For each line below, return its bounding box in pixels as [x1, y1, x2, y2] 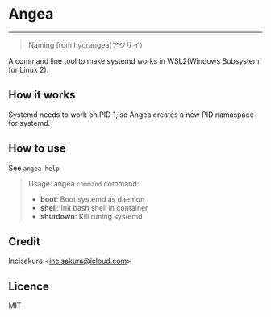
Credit [8, 235, 40, 248]
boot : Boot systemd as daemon [40, 194, 145, 204]
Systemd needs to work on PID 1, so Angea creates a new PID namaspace [8, 110, 254, 119]
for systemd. [8, 118, 51, 127]
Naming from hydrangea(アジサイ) [27, 40, 143, 49]
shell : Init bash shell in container [40, 202, 148, 212]
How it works [8, 88, 76, 102]
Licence [8, 279, 50, 293]
